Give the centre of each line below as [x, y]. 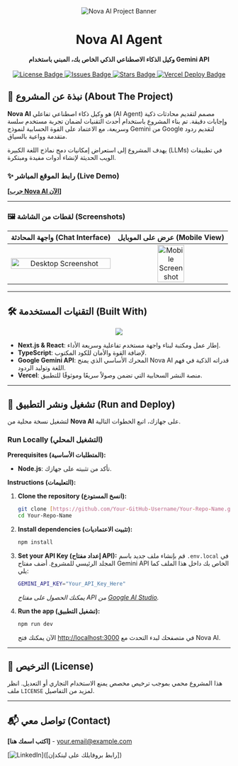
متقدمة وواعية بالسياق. [37, 136]
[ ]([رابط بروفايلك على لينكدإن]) [65, 755]
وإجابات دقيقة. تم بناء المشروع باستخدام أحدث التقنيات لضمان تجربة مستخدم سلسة [117, 121]
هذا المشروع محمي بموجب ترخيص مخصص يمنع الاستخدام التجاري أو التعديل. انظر [115, 683]
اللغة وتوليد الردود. [41, 368]
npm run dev [35, 624]
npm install [35, 542]
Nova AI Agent [119, 40]
